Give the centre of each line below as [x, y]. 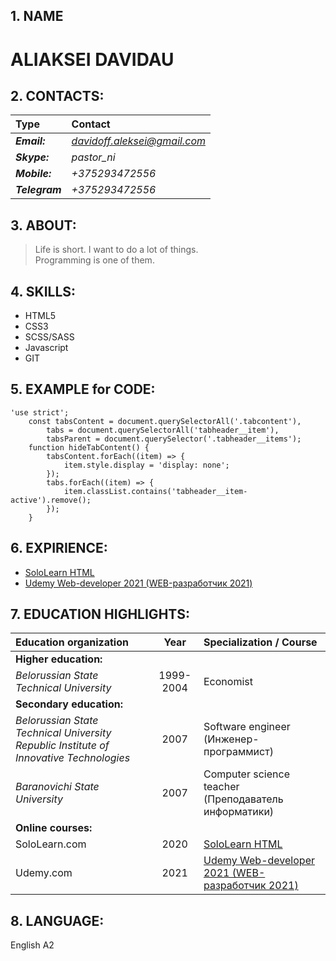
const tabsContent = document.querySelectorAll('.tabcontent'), [165, 421]
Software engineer [247, 727]
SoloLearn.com [51, 844]
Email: [30, 141]
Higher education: [59, 659]
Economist [228, 682]
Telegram [38, 190]
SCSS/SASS [49, 337]
